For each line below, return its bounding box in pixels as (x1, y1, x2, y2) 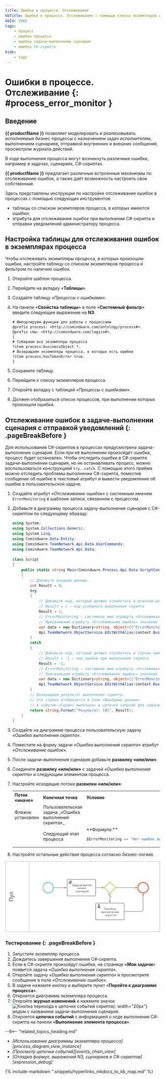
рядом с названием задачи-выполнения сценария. (12, 1008, 120, 1014)
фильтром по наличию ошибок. (5, 266, 71, 272)
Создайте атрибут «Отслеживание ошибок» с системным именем (12, 491, 152, 497)
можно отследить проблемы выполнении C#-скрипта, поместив (5, 471, 141, 476)
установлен (14, 814, 39, 820)
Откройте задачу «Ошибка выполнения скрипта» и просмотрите (12, 972, 149, 978)
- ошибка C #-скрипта (14, 44, 56, 49)
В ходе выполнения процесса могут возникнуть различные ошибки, (5, 155, 149, 161)
